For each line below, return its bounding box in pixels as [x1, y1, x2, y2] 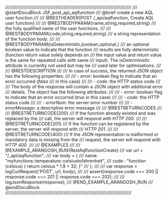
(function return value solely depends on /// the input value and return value [5, 52, 161, 58]
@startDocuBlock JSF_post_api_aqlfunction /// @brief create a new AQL [5, 9, 154, 15]
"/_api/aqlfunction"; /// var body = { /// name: [5, 153, 98, 159]
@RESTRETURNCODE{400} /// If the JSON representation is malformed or [5, 132, 158, 137]
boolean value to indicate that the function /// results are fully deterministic [5, 47, 159, 52]
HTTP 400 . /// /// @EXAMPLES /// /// [5, 142, 81, 148]
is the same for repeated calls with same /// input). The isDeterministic [5, 57, 150, 63]
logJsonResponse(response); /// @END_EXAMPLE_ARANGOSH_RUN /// [5, 179, 153, 185]
